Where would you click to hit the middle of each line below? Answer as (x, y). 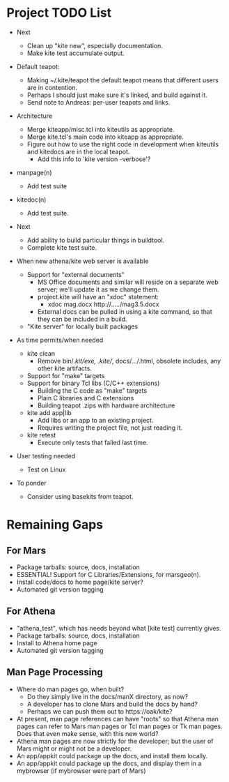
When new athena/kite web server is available (82, 261)
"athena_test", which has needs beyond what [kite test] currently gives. (119, 628)
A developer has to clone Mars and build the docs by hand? (112, 704)
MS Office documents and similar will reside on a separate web (128, 282)
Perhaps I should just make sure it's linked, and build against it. (117, 95)
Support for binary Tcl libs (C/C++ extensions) (93, 383)
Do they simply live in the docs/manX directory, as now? (108, 696)
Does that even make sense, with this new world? (87, 733)
